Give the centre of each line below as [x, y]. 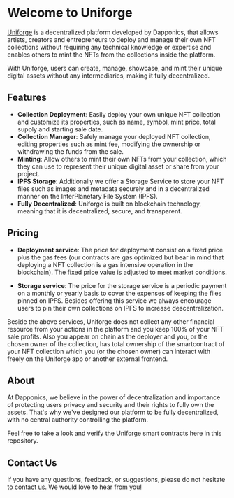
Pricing [23, 233]
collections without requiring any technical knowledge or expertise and [109, 47]
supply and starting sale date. [60, 129]
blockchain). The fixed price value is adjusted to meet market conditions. [122, 272]
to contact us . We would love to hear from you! [74, 487]
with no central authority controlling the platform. [78, 420]
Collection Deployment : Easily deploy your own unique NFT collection [119, 114]
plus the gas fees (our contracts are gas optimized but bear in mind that [120, 257]
